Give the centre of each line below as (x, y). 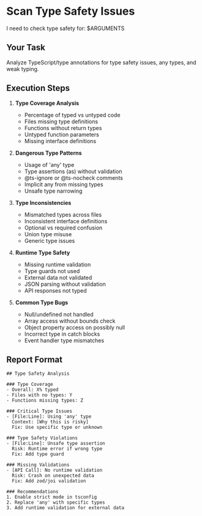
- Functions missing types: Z (45, 401)
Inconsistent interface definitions (66, 221)
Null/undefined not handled (59, 314)
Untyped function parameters (62, 134)
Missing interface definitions (60, 141)
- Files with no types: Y (39, 395)
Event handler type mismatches (64, 340)
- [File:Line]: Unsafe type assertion (56, 444)
